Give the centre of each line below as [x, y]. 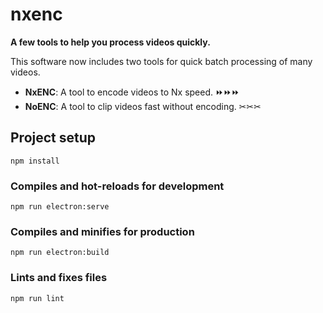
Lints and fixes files [59, 278]
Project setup [53, 138]
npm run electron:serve [60, 207]
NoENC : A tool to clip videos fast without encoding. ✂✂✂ [143, 106]
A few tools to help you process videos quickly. [110, 42]
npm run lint [37, 298]
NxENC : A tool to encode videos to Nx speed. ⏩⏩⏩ [132, 92]
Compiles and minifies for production [102, 231]
